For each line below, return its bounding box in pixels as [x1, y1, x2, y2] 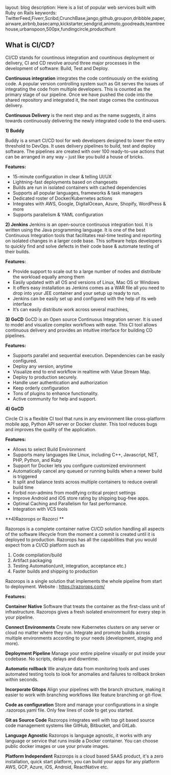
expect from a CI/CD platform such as [5, 542, 85, 548]
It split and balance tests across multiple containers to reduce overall [12, 479, 158, 485]
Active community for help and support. [12, 395, 97, 402]
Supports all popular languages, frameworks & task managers [12, 190, 143, 196]
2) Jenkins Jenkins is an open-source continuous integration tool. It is [5, 221, 153, 227]
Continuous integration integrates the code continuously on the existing [5, 75, 158, 81]
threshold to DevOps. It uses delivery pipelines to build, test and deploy [5, 143, 156, 149]
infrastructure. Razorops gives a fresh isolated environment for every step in [5, 608, 166, 615]
